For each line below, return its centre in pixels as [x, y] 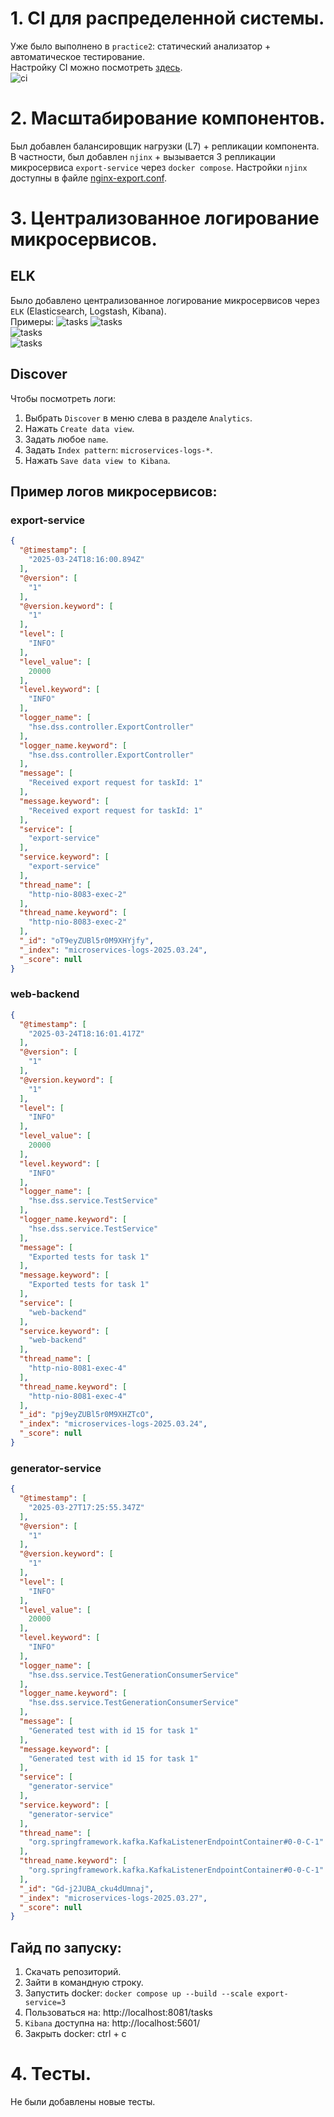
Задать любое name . [66, 439]
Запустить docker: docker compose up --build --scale [138, 1993]
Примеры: [32, 321]
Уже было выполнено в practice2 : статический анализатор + [141, 46]
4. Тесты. [51, 2074]
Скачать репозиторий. [73, 1972]
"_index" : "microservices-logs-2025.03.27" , [113, 1898]
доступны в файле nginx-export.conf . [88, 178]
